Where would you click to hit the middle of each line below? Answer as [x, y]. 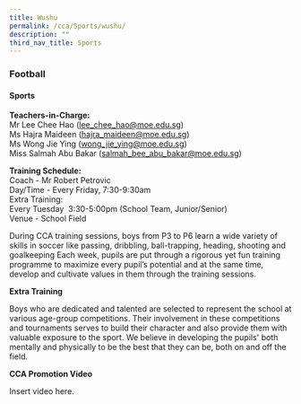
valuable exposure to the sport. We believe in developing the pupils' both [144, 338]
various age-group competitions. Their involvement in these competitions [145, 319]
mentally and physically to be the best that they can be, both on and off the [148, 347]
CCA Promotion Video [51, 374]
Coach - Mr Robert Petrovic [60, 180]
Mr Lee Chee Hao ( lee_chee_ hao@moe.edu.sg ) [97, 125]
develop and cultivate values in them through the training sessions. [133, 274]
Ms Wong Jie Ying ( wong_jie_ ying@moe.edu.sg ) [99, 144]
